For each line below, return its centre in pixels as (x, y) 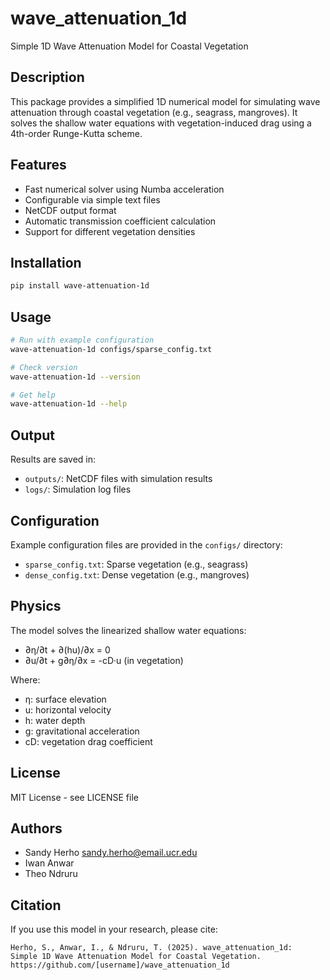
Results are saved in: (53, 459)
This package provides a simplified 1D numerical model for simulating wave (165, 101)
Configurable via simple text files (92, 199)
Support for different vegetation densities (110, 231)
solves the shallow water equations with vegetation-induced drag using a (161, 123)
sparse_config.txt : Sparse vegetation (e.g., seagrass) (136, 564)
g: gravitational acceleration (82, 731)
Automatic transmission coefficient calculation (120, 221)
